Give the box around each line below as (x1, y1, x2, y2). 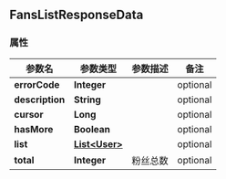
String (73, 93, 102, 106)
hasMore (14, 122, 54, 135)
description (14, 93, 66, 106)
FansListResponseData (9, 7, 144, 23)
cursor (14, 108, 44, 121)
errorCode (14, 78, 60, 90)
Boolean (73, 122, 111, 135)
